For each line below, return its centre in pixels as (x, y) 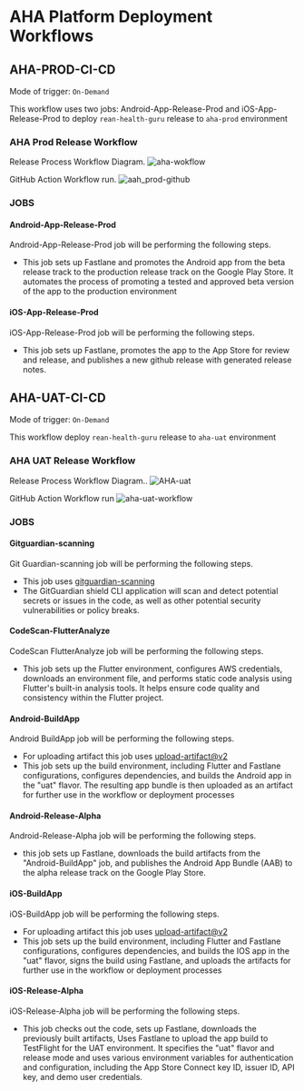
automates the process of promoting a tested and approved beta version (158, 282)
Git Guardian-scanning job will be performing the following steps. (132, 563)
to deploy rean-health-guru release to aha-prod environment (175, 119)
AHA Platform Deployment (111, 17)
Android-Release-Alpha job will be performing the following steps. (133, 836)
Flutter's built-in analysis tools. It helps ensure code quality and (141, 689)
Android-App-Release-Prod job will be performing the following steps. (141, 245)
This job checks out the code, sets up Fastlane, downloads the (139, 1028)
